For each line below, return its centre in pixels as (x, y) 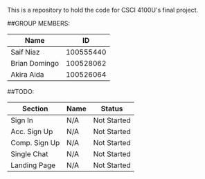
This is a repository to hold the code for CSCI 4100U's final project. (103, 10)
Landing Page (33, 165)
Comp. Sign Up (35, 143)
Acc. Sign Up (32, 132)
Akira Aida (27, 74)
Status (112, 109)
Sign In (22, 120)
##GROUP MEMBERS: (39, 23)
